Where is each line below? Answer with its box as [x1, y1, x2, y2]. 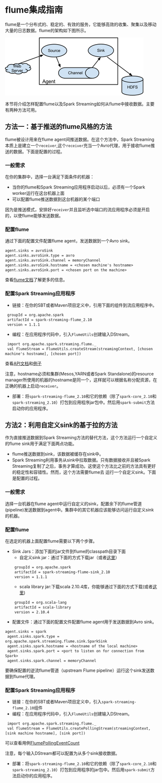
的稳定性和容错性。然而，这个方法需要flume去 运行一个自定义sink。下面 [12, 469, 156, 475]
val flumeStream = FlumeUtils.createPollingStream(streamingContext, [7, 726, 151, 731]
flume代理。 [13, 674, 38, 680]
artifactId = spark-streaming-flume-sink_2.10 [14, 570, 110, 575]
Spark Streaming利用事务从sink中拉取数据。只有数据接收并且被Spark [12, 457, 151, 463]
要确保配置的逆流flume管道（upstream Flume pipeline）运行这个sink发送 [5, 667, 150, 673]
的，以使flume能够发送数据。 [5, 213, 64, 219]
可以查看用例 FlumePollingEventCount [5, 740, 80, 746]
